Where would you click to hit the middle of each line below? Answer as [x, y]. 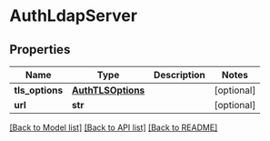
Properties [40, 50]
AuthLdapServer [74, 16]
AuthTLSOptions [108, 90]
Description [180, 75]
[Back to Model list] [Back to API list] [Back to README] [114, 127]
